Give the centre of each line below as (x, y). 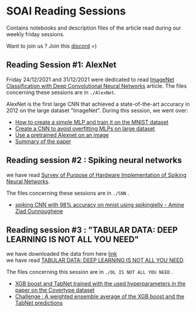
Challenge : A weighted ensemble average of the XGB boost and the (100, 296)
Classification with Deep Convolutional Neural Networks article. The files (96, 86)
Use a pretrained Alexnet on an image (62, 135)
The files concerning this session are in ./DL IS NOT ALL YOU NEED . (90, 272)
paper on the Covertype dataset (55, 290)
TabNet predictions (39, 303)
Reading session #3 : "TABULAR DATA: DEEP (92, 230)
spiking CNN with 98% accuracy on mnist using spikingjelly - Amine (100, 205)
